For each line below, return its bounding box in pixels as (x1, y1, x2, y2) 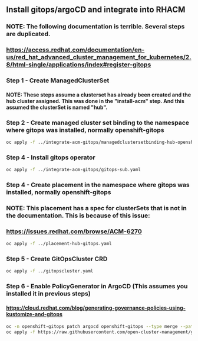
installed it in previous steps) (6, 289, 91, 298)
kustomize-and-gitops (6, 310, 63, 317)
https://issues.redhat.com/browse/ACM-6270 (6, 227, 143, 236)
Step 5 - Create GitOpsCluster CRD (6, 255, 108, 263)
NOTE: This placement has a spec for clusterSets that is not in (6, 204, 187, 212)
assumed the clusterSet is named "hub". (6, 104, 108, 111)
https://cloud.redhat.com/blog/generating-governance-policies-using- (6, 304, 186, 311)
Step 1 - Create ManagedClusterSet (6, 76, 110, 85)
